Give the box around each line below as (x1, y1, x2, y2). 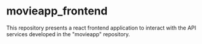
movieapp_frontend (6, 4, 108, 18)
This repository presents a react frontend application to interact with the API (6, 24, 197, 31)
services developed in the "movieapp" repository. (6, 30, 130, 37)
